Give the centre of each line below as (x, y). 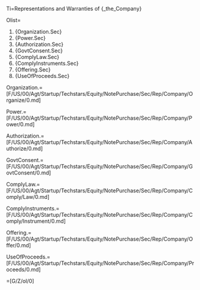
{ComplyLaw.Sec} (37, 57)
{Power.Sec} (30, 38)
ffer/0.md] (19, 245)
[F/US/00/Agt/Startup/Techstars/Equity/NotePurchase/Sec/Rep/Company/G (99, 166)
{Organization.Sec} (38, 32)
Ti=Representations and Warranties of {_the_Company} (74, 9)
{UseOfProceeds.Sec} (42, 76)
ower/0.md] (20, 124)
